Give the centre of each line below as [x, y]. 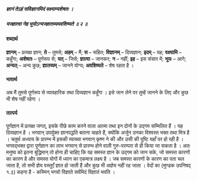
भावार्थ [12, 79]
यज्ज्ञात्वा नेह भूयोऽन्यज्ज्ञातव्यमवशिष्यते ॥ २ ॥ [47, 23]
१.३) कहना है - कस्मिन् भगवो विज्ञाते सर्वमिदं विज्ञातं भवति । [61, 172]
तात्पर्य [12, 113]
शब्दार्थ [12, 39]
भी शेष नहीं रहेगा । [23, 99]
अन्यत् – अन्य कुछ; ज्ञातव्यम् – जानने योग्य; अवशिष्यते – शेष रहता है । [70, 65]
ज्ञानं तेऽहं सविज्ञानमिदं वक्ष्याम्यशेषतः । [40, 9]
